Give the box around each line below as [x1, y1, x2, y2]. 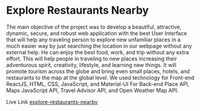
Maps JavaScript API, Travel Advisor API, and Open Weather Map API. [6, 87, 179, 94]
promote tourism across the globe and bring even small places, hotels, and [6, 67, 190, 75]
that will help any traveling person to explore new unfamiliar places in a [6, 36, 181, 43]
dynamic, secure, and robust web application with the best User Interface [6, 29, 187, 36]
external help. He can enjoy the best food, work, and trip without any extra [6, 48, 189, 55]
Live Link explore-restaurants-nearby [6, 98, 98, 105]
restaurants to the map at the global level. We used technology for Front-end [6, 74, 195, 81]
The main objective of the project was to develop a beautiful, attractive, [6, 23, 182, 30]
